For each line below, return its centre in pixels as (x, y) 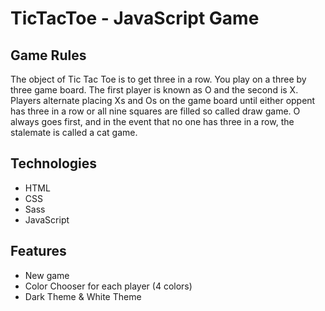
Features (38, 251)
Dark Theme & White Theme (83, 296)
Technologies (54, 163)
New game (47, 275)
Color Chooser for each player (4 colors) (108, 286)
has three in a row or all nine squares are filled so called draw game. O (155, 111)
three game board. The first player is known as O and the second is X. (154, 90)
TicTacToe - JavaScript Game (135, 18)
